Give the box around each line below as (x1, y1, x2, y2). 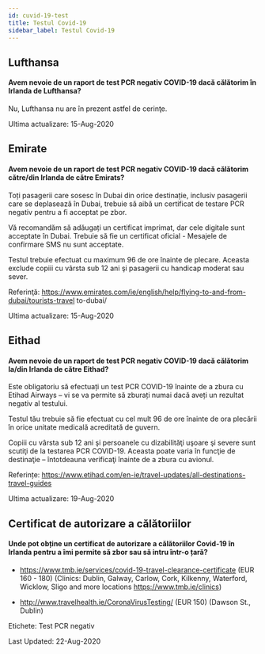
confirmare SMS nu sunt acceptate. (8, 239, 124, 249)
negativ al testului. (8, 399, 68, 408)
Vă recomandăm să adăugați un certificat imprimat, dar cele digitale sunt (8, 223, 245, 232)
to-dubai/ (76, 295, 108, 305)
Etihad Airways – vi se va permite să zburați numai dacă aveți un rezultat (8, 390, 244, 400)
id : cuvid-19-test (8, 11, 69, 20)
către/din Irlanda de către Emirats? (8, 172, 125, 182)
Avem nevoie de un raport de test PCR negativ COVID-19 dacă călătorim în (8, 78, 257, 87)
